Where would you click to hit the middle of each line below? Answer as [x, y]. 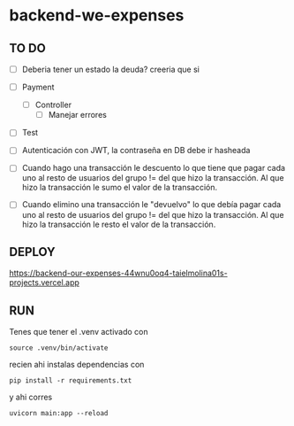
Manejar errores [78, 115]
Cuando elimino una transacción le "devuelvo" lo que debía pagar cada [151, 205]
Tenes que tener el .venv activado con [79, 332]
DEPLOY [32, 252]
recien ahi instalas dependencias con [77, 365]
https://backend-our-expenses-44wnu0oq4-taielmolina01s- [118, 273]
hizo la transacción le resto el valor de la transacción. [119, 224]
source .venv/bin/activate [59, 348]
